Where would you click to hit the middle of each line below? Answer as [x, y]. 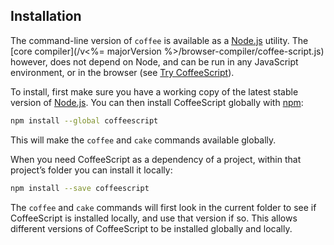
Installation [46, 16]
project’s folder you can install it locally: [91, 170]
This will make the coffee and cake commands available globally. [143, 140]
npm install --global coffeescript [84, 120]
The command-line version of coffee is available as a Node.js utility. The [159, 40]
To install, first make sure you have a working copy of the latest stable [154, 91]
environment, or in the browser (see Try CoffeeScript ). [122, 72]
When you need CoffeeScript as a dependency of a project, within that [156, 159]
